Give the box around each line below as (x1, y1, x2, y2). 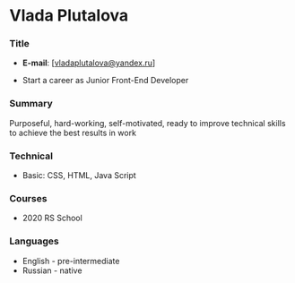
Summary (9, 98, 54, 110)
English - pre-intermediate (22, 255, 120, 266)
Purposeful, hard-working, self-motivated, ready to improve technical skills (9, 117, 286, 128)
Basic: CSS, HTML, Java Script (22, 170, 136, 181)
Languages (9, 235, 60, 247)
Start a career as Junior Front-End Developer (22, 75, 189, 86)
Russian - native (22, 265, 82, 276)
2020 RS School (22, 212, 82, 224)
